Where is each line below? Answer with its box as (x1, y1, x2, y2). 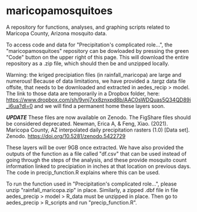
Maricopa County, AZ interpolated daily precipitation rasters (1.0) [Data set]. (6, 126, 190, 133)
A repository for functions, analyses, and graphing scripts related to (6, 23, 171, 31)
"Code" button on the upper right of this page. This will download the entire (6, 53, 189, 60)
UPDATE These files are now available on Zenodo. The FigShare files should (6, 113, 191, 121)
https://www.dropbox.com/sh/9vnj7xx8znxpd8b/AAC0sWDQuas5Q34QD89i (6, 96, 191, 103)
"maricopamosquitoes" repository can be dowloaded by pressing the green (6, 47, 189, 54)
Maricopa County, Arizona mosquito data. (6, 29, 107, 36)
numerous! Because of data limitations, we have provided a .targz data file (6, 78, 186, 85)
